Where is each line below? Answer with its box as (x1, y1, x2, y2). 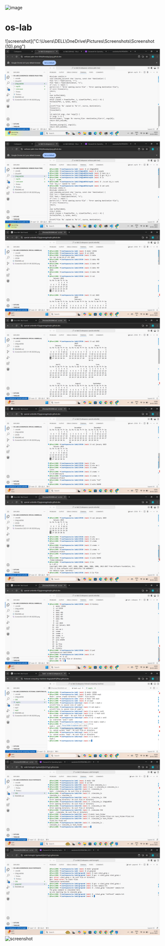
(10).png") (5, 43, 26, 49)
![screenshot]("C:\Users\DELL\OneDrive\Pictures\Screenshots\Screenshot (5, 38, 155, 44)
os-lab (5, 22, 32, 33)
